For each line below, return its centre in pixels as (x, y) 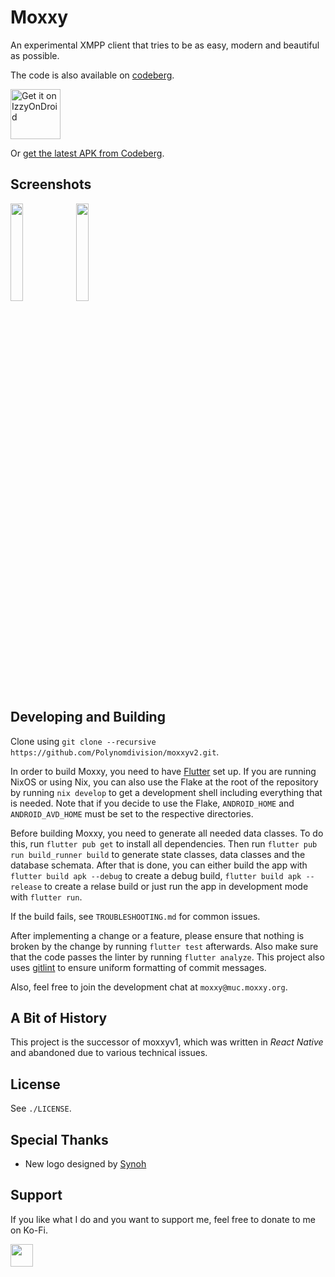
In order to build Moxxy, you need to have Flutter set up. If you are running (163, 771)
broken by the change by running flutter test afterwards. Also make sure (164, 946)
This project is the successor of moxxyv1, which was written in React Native (167, 1042)
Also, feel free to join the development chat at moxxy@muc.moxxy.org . (149, 987)
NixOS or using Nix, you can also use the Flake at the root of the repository (164, 782)
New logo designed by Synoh (85, 1164)
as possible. (35, 55)
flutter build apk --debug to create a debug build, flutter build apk (156, 875)
